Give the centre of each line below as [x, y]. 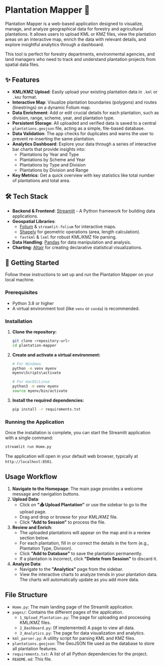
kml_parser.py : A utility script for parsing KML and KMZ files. [74, 638]
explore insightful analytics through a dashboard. [55, 44]
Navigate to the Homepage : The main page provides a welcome [77, 489]
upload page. [33, 512]
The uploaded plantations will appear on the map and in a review [85, 532]
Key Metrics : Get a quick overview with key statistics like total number [83, 175]
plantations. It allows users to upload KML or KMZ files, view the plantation [81, 34]
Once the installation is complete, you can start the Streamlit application [78, 433]
